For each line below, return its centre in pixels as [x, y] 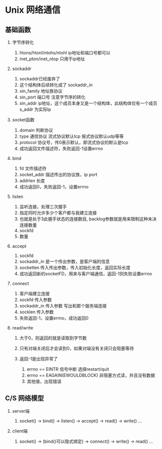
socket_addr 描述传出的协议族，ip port [58, 175]
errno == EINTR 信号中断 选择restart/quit [68, 369]
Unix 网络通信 [33, 10]
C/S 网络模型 [24, 398]
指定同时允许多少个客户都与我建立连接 [58, 213]
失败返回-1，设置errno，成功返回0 [54, 318]
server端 [21, 411]
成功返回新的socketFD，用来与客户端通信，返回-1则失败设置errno [86, 274]
